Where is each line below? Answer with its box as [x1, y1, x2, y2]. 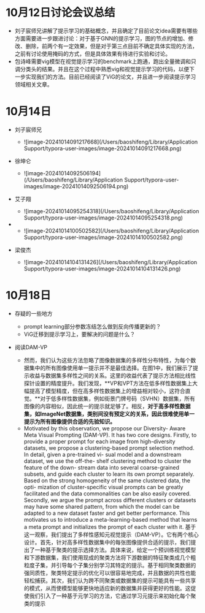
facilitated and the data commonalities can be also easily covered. [23, 490, 191, 497]
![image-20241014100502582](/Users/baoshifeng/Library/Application [23, 227, 199, 234]
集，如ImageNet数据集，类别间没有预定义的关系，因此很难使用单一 [23, 410, 195, 417]
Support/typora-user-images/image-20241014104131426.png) [23, 265, 181, 272]
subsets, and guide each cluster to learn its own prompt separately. [23, 470, 195, 478]
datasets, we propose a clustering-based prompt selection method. [23, 444, 195, 451]
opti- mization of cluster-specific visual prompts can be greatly [23, 483, 184, 490]
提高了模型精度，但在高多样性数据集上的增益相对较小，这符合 [29, 387, 185, 394]
